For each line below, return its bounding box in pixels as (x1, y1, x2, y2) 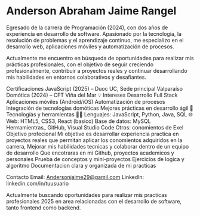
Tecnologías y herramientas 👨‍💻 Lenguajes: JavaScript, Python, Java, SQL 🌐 (6, 110, 193, 118)
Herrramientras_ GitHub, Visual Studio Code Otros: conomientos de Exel (6, 124, 184, 131)
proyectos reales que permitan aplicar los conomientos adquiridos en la (6, 136, 183, 144)
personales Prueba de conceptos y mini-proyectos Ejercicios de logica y (6, 155, 185, 162)
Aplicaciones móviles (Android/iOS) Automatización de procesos (6, 98, 165, 105)
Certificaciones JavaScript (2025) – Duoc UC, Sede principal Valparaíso (6, 85, 183, 92)
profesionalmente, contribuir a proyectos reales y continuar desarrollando (6, 67, 187, 74)
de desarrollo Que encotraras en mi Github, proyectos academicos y (6, 149, 174, 156)
